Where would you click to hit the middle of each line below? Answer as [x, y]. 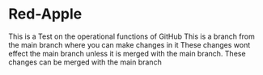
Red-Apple [45, 14]
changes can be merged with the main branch [85, 62]
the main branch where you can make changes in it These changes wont [129, 44]
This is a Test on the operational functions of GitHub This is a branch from [131, 36]
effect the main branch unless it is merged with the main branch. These [127, 53]
